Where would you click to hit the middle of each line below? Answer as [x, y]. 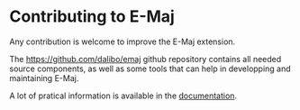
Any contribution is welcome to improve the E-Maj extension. [123, 41]
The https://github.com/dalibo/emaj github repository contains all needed [145, 59]
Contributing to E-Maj [92, 17]
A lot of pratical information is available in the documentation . [123, 96]
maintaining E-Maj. [44, 78]
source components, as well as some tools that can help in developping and [150, 69]
